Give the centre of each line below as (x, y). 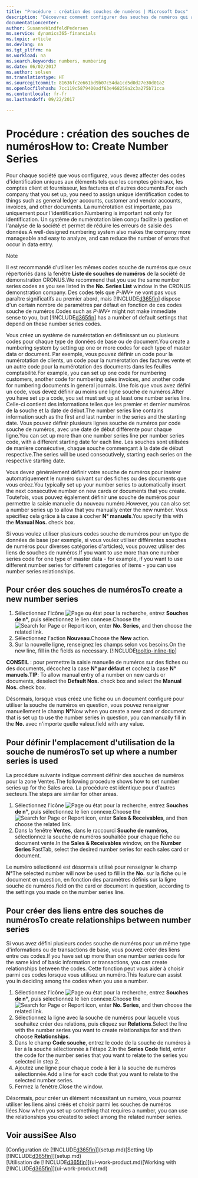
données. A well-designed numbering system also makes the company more (98, 231)
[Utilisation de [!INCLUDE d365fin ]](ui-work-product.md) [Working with (91, 1162)
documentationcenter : (33, 22)
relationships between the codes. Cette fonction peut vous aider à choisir (95, 968)
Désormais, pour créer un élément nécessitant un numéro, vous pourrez (94, 1098)
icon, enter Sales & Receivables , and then (136, 818)
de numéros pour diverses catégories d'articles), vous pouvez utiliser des (95, 546)
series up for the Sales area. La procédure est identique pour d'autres (91, 788)
